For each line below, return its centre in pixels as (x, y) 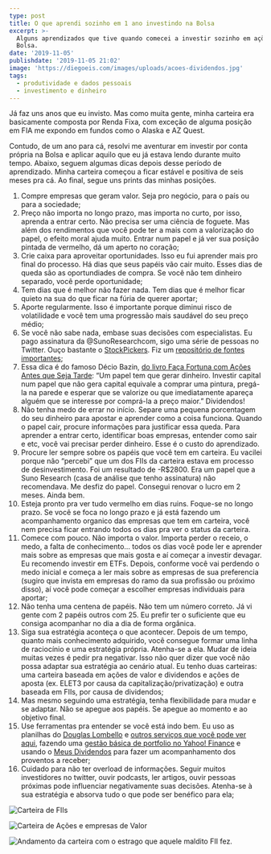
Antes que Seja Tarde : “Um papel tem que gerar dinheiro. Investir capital (141, 376)
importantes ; (42, 358)
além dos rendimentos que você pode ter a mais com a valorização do (137, 230)
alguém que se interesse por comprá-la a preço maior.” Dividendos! (133, 401)
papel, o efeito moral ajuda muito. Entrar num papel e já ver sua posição (140, 239)
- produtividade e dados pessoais (74, 83)
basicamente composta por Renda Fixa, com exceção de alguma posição (131, 122)
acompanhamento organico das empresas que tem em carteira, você (135, 521)
